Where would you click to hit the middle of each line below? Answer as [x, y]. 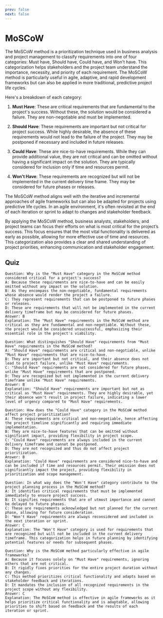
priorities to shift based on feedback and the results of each [72, 607]
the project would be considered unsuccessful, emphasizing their [74, 329]
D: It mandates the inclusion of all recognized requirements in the [77, 585]
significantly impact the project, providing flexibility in [68, 470]
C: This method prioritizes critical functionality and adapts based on [80, 577]
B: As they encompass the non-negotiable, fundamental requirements [76, 291]
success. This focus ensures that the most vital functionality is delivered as [80, 232]
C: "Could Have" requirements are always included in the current [74, 440]
